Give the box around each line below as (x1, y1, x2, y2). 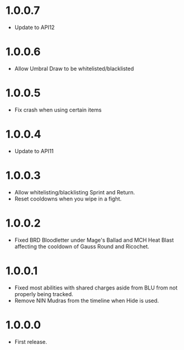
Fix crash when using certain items (14, 106, 102, 113)
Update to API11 (14, 147, 54, 154)
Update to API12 (14, 24, 55, 31)
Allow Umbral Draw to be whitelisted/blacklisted (14, 65, 134, 72)
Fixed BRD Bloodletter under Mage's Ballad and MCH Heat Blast (14, 236, 174, 243)
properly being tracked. (14, 290, 74, 297)
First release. (14, 338, 47, 345)
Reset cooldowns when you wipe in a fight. (14, 195, 122, 202)
